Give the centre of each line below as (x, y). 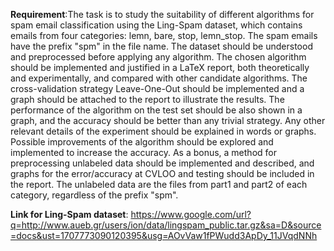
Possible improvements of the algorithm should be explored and (142, 142)
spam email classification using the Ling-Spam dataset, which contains (156, 25)
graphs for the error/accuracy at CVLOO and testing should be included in (162, 173)
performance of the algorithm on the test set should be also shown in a (156, 110)
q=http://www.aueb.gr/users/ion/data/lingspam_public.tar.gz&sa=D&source (166, 225)
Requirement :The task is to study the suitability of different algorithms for (162, 14)
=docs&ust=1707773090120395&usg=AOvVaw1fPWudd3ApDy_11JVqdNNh (164, 235)
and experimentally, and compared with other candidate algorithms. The (159, 78)
